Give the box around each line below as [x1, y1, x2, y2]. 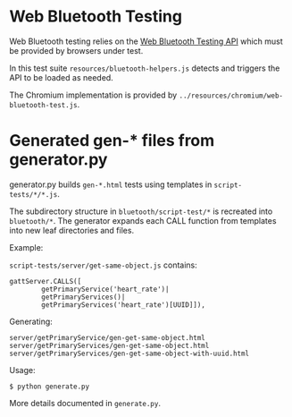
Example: [9, 242, 44, 252]
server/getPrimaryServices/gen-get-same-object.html [9, 341, 210, 350]
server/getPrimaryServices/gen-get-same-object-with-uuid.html [9, 349, 250, 358]
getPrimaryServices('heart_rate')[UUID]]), [41, 300, 205, 310]
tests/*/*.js [9, 190, 58, 199]
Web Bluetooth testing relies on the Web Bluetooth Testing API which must [9, 36, 283, 47]
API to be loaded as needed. [9, 72, 113, 82]
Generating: [9, 316, 54, 327]
